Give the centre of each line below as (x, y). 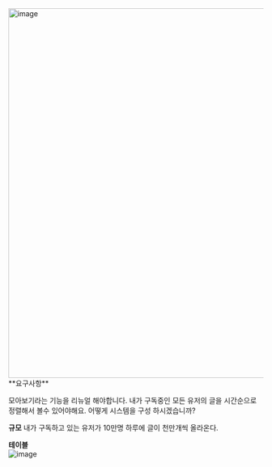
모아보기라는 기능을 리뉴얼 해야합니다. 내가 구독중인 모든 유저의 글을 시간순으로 (133, 400)
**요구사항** (29, 383)
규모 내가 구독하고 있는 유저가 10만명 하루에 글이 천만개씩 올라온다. (113, 428)
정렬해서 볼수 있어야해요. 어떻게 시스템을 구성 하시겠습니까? (102, 410)
